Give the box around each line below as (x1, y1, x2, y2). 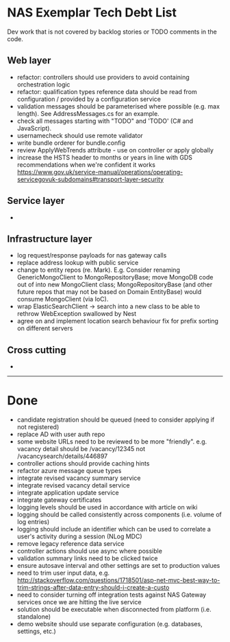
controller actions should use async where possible (16, 547, 163, 555)
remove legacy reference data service (16, 540, 125, 548)
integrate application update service (16, 489, 119, 497)
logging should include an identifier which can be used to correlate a (16, 525, 211, 534)
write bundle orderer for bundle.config (16, 139, 125, 147)
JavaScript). (16, 124, 52, 132)
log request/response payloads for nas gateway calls (16, 251, 167, 260)
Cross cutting (7, 344, 66, 356)
